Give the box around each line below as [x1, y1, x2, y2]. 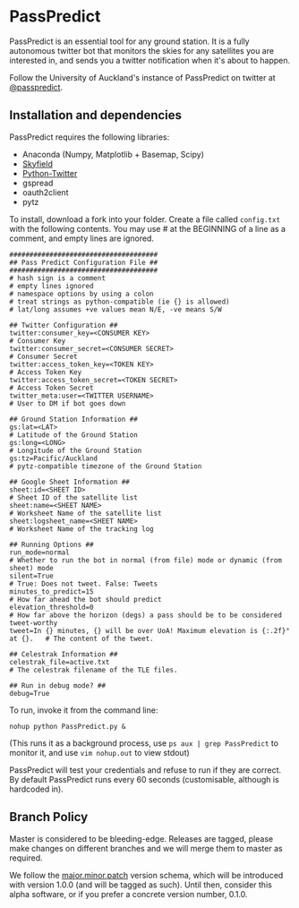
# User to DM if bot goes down [9, 398, 126, 408]
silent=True [9, 571, 54, 580]
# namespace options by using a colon [9, 289, 154, 298]
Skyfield [21, 158, 54, 169]
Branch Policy [9, 809, 89, 825]
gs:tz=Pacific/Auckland [9, 454, 98, 463]
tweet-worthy [9, 618, 58, 628]
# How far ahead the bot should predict [9, 595, 163, 604]
